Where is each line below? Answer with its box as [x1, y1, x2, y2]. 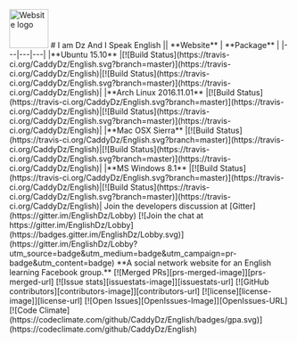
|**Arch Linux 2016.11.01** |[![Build [103, 87, 235, 97]
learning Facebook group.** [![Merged [9, 267, 151, 277]
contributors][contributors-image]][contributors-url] [9, 286, 201, 297]
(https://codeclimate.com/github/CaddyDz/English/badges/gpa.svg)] [9, 314, 263, 324]
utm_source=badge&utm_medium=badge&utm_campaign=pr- [9, 249, 237, 258]
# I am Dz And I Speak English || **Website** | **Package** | [50, 40, 280, 50]
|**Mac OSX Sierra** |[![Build [103, 125, 215, 135]
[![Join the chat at [137, 210, 203, 221]
